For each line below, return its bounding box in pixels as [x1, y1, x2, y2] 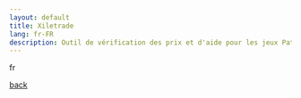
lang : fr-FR [9, 29, 54, 38]
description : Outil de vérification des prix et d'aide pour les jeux [9, 37, 279, 47]
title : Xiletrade [9, 21, 74, 30]
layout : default [9, 12, 70, 22]
